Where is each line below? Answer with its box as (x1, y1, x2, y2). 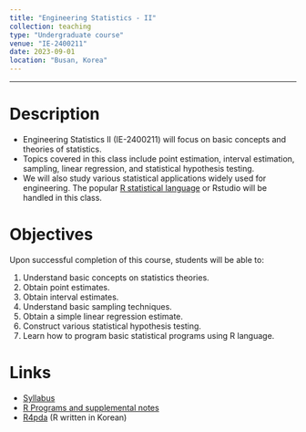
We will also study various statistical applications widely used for (22, 173, 267, 184)
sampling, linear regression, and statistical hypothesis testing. (22, 163, 255, 174)
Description (9, 104, 100, 124)
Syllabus (22, 392, 56, 403)
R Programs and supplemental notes (22, 402, 159, 413)
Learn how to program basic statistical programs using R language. (22, 330, 275, 341)
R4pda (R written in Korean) (22, 412, 127, 423)
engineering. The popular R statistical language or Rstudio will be (22, 182, 268, 193)
